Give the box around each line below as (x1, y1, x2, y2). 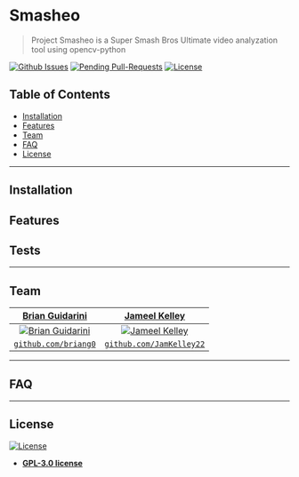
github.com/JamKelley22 (104, 339, 206, 349)
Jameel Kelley (124, 310, 185, 322)
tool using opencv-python (30, 44, 126, 54)
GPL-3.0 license (21, 457, 83, 468)
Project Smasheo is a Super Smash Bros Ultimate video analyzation (30, 35, 279, 45)
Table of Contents (9, 87, 111, 102)
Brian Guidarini (21, 310, 87, 322)
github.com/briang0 (13, 339, 96, 349)
